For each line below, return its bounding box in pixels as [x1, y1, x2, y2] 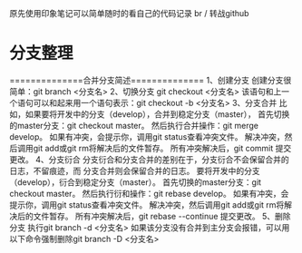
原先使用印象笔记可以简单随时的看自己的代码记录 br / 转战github [9, 8, 249, 18]
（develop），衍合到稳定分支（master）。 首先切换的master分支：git [9, 176, 261, 188]
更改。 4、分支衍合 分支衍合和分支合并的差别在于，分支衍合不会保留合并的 [9, 153, 289, 165]
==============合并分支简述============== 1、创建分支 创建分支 [9, 74, 284, 85]
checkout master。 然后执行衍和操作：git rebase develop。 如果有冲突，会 [9, 188, 289, 199]
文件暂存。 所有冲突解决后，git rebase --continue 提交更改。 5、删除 [33, 210, 292, 221]
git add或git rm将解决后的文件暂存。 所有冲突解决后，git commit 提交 [33, 142, 292, 153]
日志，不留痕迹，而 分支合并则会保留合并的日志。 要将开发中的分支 [9, 165, 260, 176]
